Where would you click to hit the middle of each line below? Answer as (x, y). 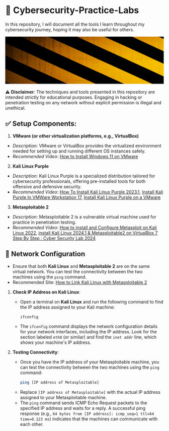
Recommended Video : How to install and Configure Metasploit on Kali (84, 227)
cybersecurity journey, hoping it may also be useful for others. (70, 29)
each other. (32, 424)
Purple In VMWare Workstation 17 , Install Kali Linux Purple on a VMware (87, 197)
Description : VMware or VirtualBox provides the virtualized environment (87, 146)
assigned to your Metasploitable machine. (63, 398)
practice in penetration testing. (44, 222)
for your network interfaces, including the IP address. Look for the (88, 332)
